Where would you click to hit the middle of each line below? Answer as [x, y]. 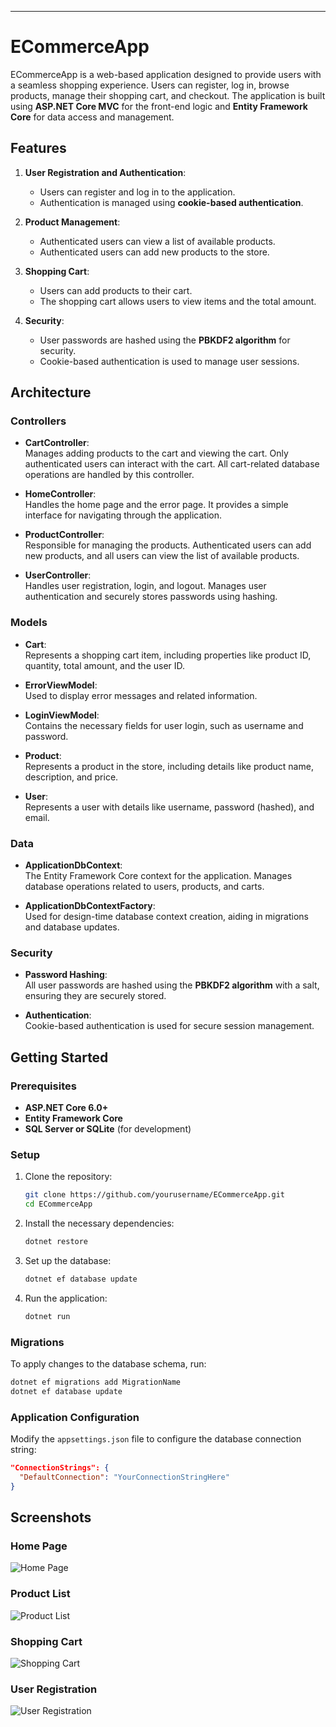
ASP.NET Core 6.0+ [66, 1108]
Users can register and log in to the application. [137, 192]
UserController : [58, 575]
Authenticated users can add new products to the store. [154, 252]
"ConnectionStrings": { [60, 1468]
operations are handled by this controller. [109, 475]
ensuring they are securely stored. [95, 996]
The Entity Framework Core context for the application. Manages [158, 876]
